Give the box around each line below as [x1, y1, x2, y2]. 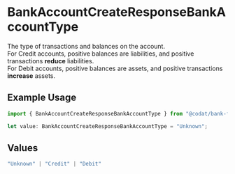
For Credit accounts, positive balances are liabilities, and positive [7, 49, 194, 58]
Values [7, 142, 38, 154]
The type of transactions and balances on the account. [7, 42, 166, 50]
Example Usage [7, 92, 77, 104]
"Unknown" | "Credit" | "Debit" [7, 161, 101, 168]
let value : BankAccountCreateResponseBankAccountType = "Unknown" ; [7, 122, 208, 129]
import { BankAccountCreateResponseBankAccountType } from [7, 110, 183, 117]
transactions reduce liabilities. [7, 56, 94, 65]
